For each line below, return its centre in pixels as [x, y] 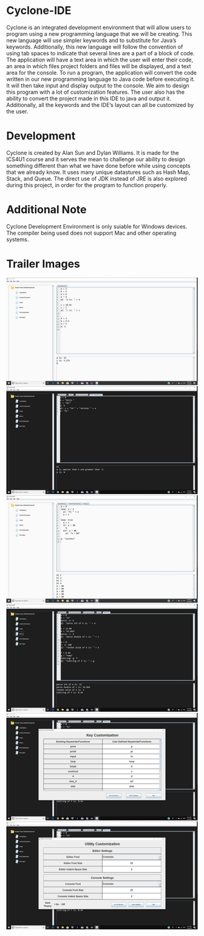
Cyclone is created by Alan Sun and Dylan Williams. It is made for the [93, 153]
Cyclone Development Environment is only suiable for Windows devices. [97, 226]
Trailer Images [43, 264]
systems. [18, 239]
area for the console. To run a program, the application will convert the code [102, 72]
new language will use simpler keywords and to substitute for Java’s [91, 40]
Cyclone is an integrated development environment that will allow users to [99, 27]
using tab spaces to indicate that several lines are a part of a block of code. [100, 53]
